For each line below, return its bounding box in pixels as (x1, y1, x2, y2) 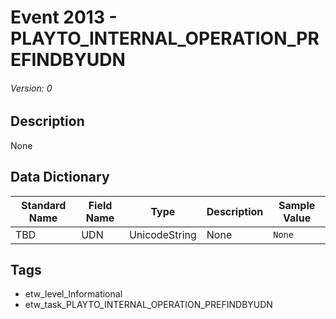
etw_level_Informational (24, 288, 123, 300)
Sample (278, 198, 316, 212)
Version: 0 (10, 82, 53, 94)
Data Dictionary (10, 169, 110, 186)
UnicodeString (128, 227, 197, 241)
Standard (20, 198, 67, 212)
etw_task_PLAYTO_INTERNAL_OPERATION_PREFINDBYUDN (24, 299, 273, 311)
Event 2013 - (10, 6, 118, 29)
